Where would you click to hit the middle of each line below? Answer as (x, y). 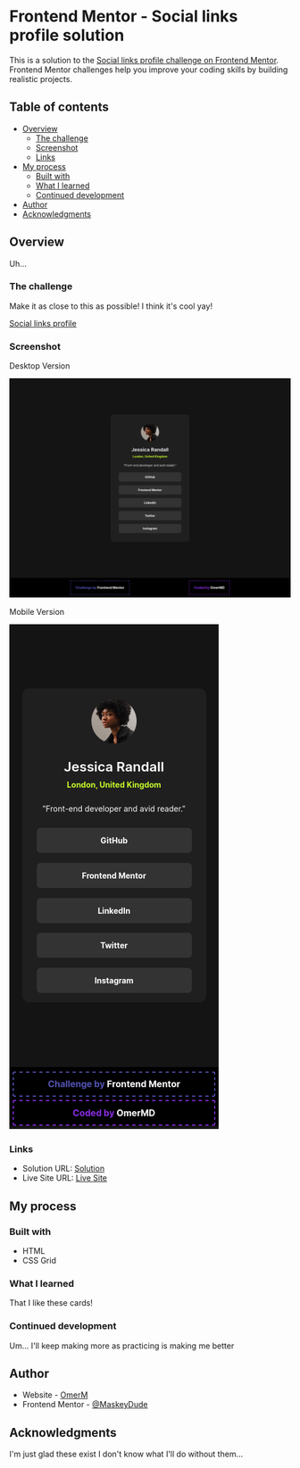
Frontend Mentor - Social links (124, 17)
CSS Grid (39, 1260)
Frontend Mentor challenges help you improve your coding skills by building (149, 70)
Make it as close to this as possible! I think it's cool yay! (111, 306)
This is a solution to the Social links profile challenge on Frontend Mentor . (144, 60)
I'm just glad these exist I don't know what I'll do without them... (126, 1454)
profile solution (67, 35)
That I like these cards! (51, 1303)
